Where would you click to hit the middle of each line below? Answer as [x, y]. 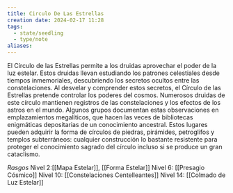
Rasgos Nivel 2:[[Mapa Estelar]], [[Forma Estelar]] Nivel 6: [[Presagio [106, 168]
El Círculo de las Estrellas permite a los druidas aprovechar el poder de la [112, 66]
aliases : [20, 46]
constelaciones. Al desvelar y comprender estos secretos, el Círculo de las [114, 88]
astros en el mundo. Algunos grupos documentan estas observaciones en [113, 110]
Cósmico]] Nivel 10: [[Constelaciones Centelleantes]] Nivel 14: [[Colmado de [116, 175]
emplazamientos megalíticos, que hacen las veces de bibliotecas [100, 117]
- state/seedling [39, 33]
